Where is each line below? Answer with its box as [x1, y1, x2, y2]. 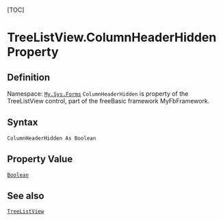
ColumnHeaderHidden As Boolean [7, 135, 96, 142]
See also [7, 190, 44, 202]
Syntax [7, 116, 38, 129]
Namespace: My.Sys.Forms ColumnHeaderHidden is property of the [7, 90, 189, 98]
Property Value [7, 153, 73, 165]
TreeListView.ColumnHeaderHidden [7, 30, 217, 45]
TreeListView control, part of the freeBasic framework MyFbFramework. [7, 97, 210, 105]
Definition [7, 71, 50, 83]
